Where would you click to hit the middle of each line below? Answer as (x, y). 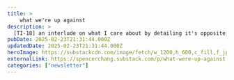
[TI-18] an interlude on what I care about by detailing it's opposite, (121, 33)
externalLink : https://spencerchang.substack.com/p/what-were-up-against (117, 59)
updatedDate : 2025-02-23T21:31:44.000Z (65, 46)
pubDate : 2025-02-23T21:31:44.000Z (59, 40)
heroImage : (23, 53)
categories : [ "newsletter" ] (48, 65)
